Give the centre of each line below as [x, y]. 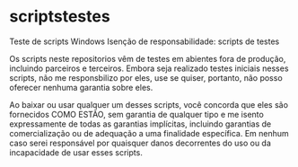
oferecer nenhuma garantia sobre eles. [81, 87]
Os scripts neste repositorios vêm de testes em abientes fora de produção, [148, 58]
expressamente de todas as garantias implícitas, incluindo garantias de [140, 124]
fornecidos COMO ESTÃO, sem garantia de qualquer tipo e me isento [137, 114]
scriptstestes [60, 17]
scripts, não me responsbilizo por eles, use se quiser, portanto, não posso [146, 77]
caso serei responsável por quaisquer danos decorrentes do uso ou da [140, 143]
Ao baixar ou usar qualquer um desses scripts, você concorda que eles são [149, 104]
